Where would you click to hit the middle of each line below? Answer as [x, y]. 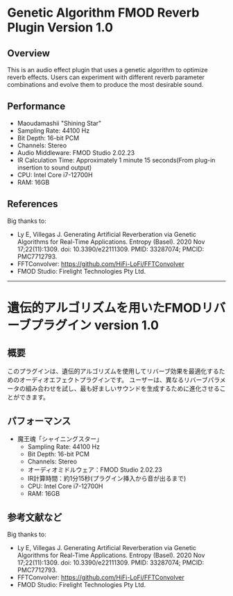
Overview [29, 53]
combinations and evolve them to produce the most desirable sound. [105, 84]
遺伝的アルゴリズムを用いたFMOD [104, 308]
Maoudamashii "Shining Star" [59, 123]
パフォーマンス [39, 421]
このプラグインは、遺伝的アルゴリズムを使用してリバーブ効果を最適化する [113, 371]
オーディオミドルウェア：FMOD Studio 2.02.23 [95, 470]
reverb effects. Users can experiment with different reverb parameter [106, 77]
